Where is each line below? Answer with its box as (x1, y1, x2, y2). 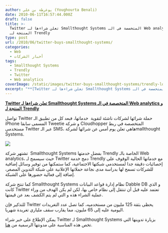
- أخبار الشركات (9, 53, 43, 59)
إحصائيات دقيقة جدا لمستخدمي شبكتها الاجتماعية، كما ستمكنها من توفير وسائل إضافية (5, 160, 163, 166)
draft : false (5, 16, 32, 21)
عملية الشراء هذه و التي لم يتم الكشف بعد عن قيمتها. (5, 191, 103, 197)
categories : (5, 44, 30, 49)
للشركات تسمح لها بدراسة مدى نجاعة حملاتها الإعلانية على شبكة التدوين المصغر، (5, 166, 153, 172)
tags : (5, 58, 16, 63)
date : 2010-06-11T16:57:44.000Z (5, 12, 72, 17)
